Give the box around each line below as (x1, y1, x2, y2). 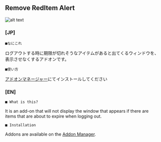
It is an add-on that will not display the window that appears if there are (5, 108, 149, 114)
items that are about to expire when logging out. (5, 113, 102, 119)
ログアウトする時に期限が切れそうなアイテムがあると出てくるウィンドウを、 (5, 50, 159, 56)
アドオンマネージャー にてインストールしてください (5, 76, 108, 82)
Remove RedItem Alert (5, 4, 75, 12)
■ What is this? (5, 100, 38, 104)
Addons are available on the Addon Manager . (5, 131, 96, 137)
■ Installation (5, 123, 36, 128)
